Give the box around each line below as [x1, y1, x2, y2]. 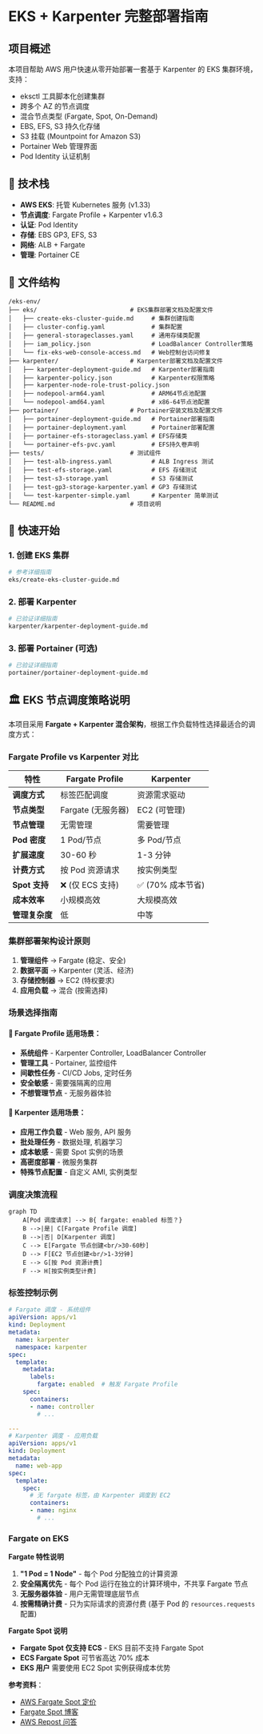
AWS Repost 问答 [19, 1717, 78, 1727]
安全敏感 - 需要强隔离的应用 [19, 1078, 112, 1087]
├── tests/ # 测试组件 [8, 449, 161, 457]
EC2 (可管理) [137, 805, 186, 816]
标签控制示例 [8, 1287, 58, 1298]
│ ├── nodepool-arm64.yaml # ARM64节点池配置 [8, 389, 206, 397]
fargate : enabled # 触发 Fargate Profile [37, 1380, 178, 1389]
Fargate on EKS [8, 1532, 70, 1543]
